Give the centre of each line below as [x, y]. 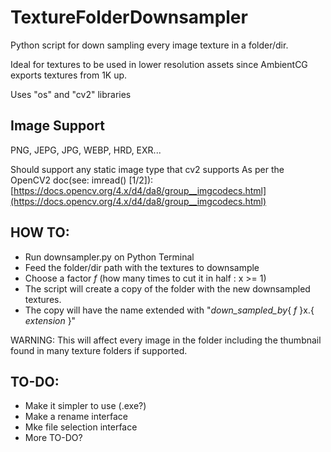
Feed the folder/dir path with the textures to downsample [142, 267]
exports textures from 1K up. [69, 75]
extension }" [50, 320]
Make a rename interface [76, 417]
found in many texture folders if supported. [99, 350]
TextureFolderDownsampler [129, 17]
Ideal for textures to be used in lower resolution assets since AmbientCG [159, 64]
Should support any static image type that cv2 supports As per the [147, 169]
